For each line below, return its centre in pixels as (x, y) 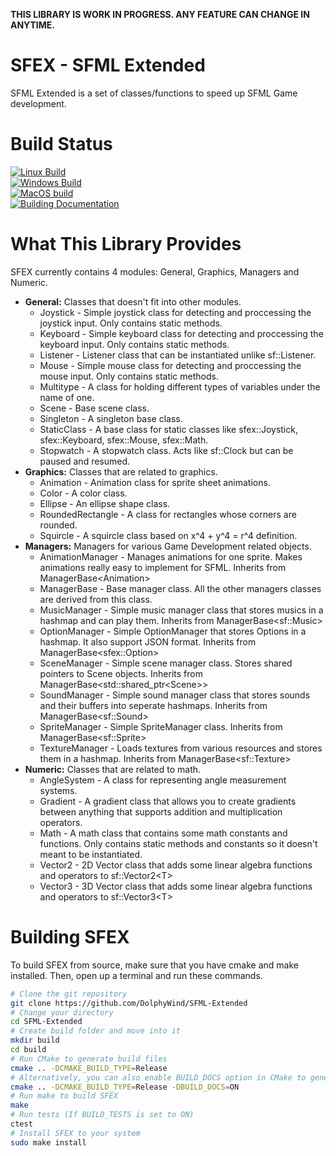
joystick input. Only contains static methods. (131, 323)
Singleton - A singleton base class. (111, 418)
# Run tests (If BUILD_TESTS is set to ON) (102, 1115)
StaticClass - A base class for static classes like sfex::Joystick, (168, 429)
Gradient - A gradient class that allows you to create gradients (168, 801)
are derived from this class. (96, 599)
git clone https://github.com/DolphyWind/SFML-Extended (129, 1003)
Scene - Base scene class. (94, 408)
